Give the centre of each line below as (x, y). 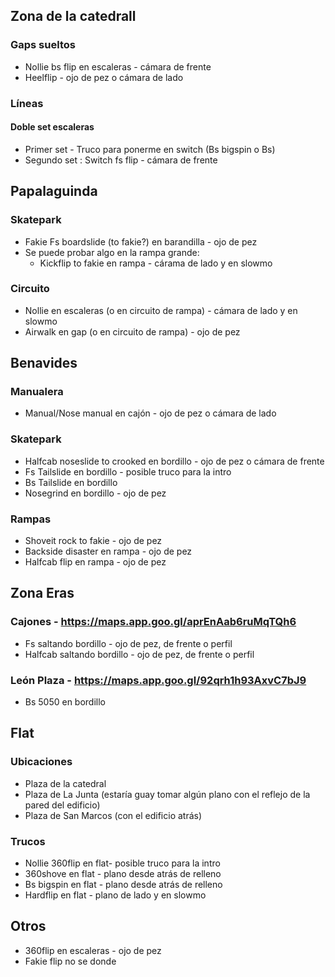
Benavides (44, 363)
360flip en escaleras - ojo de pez (93, 950)
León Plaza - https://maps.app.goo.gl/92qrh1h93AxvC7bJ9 (158, 680)
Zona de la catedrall (73, 16)
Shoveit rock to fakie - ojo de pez (93, 541)
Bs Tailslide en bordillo (71, 482)
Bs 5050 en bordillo (65, 702)
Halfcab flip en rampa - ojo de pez (95, 562)
